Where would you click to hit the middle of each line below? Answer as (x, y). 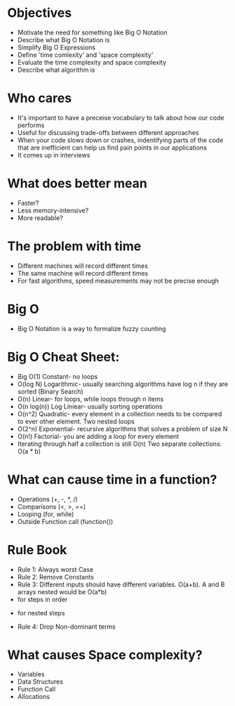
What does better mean (77, 184)
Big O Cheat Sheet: (63, 357)
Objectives (40, 13)
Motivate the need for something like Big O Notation (92, 32)
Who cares (40, 98)
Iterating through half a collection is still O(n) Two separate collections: (120, 444)
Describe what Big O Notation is (63, 39)
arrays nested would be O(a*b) (62, 591)
